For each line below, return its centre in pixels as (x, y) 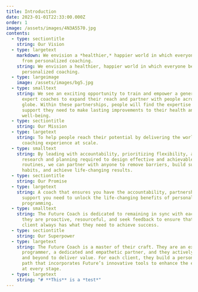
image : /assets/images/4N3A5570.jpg (51, 28)
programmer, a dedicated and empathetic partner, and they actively (108, 253)
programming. (38, 203)
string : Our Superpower (46, 236)
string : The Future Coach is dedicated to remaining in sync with (100, 214)
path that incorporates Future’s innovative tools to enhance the (105, 263)
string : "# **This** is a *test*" (59, 280)
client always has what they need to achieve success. (90, 225)
